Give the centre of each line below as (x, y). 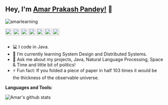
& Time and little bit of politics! (44, 65)
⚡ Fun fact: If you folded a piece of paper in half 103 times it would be (85, 70)
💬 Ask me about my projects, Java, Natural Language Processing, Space (88, 59)
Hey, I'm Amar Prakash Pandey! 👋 (59, 9)
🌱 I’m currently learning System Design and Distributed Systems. (80, 54)
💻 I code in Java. (31, 46)
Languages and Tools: (29, 87)
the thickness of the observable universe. (56, 77)
